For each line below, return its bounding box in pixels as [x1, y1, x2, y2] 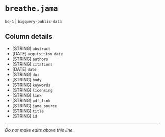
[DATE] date [12, 66, 37, 72]
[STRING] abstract [12, 46, 51, 51]
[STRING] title [12, 108, 44, 114]
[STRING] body [12, 76, 42, 82]
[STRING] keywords [12, 82, 51, 88]
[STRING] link [12, 92, 42, 98]
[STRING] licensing [12, 87, 53, 93]
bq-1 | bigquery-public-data [5, 18, 62, 24]
